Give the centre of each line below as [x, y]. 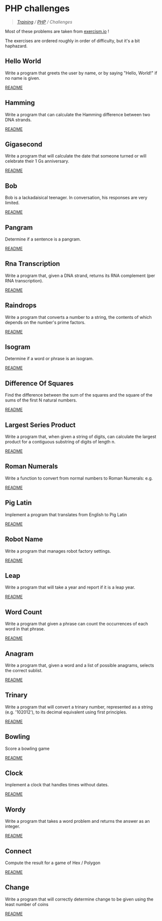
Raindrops [21, 305]
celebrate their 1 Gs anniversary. [37, 161]
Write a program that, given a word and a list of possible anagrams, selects [80, 665]
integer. [13, 826]
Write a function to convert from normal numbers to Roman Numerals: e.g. [79, 478]
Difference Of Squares [39, 383]
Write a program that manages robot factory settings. [58, 551]
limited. [12, 203]
